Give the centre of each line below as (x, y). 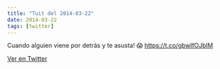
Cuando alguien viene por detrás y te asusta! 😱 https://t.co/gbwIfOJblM (110, 46)
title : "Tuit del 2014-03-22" (51, 13)
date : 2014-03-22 (32, 20)
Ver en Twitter (27, 59)
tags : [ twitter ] (30, 26)
